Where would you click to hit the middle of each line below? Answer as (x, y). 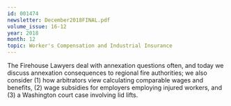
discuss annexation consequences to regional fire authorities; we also (107, 73)
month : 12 (22, 39)
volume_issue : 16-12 (37, 26)
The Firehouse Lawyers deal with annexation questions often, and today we (115, 65)
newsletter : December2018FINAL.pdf (59, 20)
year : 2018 (23, 33)
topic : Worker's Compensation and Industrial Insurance (90, 46)
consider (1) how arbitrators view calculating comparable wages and (105, 80)
